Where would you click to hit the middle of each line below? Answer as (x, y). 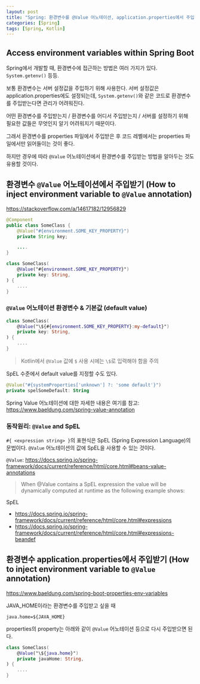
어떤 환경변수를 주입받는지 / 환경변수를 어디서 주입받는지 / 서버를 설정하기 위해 (97, 116)
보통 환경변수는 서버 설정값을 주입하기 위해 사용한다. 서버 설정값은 (83, 88)
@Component (20, 219)
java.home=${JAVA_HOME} (36, 617)
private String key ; (42, 236)
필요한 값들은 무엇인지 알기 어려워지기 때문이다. (61, 123)
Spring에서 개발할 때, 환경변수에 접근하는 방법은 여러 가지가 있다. (82, 68)
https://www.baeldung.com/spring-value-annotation (71, 409)
